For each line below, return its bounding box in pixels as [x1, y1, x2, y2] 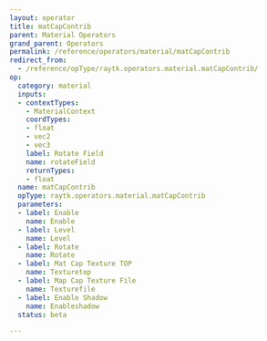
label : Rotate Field [26, 149, 104, 158]
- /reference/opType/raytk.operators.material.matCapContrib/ [17, 65, 259, 74]
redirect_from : [9, 56, 67, 65]
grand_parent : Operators [9, 38, 104, 48]
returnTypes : [26, 166, 76, 175]
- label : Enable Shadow [17, 293, 108, 302]
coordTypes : [26, 115, 71, 124]
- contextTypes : [17, 98, 79, 108]
